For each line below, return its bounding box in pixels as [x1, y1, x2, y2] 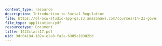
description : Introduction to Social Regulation [5, 11, 105, 16]
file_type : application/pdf [5, 20, 62, 25]
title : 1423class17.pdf [5, 29, 53, 34]
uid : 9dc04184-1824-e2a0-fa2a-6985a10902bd [5, 34, 94, 39]
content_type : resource [5, 7, 53, 12]
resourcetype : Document [5, 25, 53, 30]
